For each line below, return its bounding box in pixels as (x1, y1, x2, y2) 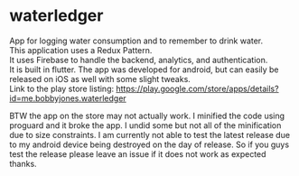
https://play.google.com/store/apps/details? (116, 83, 279, 94)
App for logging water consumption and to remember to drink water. (9, 35, 264, 46)
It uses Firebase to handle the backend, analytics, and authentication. (9, 54, 268, 65)
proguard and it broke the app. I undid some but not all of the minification (9, 119, 282, 131)
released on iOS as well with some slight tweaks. (9, 73, 192, 84)
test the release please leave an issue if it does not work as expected (9, 148, 266, 159)
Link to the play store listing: (9, 83, 115, 94)
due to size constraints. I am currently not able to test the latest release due (9, 129, 291, 140)
